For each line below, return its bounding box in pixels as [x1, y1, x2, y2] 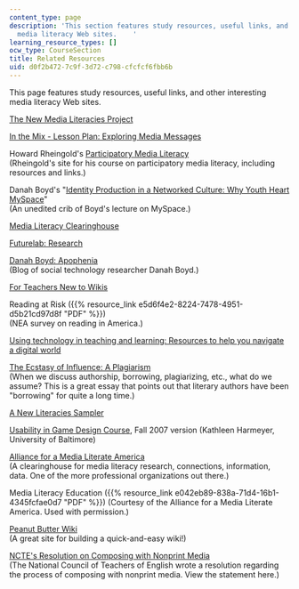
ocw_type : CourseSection [9, 46, 101, 55]
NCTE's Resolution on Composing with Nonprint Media [9, 550, 211, 561]
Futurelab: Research [9, 238, 83, 248]
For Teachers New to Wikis [9, 281, 109, 292]
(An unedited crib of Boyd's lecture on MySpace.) [9, 203, 191, 214]
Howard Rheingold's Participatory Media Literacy [9, 148, 190, 158]
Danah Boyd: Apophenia [9, 254, 98, 265]
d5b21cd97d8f [9, 308, 62, 319]
